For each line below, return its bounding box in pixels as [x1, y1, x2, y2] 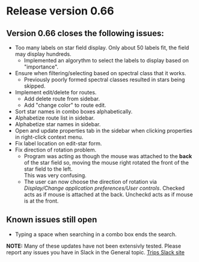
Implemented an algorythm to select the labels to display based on [23, 57, 189, 64]
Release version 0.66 [6, 4, 114, 18]
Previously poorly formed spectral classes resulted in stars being [23, 76, 185, 83]
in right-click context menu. [14, 133, 84, 141]
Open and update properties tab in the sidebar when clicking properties [14, 127, 192, 134]
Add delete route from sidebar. [23, 95, 100, 102]
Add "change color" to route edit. [23, 102, 106, 109]
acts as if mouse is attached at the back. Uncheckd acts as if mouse [23, 191, 194, 198]
